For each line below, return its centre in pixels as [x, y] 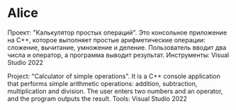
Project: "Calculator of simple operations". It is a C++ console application [114, 76]
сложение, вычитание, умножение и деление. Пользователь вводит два [117, 47]
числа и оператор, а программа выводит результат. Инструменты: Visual [118, 55]
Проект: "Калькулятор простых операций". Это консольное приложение [117, 32]
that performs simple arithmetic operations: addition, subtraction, [102, 83]
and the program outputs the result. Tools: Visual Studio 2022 [97, 98]
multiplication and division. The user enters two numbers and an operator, [115, 91]
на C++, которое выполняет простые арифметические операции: [106, 39]
